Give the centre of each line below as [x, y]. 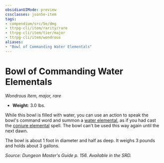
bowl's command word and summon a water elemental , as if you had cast [81, 120]
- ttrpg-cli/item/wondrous [33, 38]
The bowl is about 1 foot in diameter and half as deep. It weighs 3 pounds [80, 140]
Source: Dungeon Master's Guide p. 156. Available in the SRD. [68, 155]
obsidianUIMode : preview [31, 10]
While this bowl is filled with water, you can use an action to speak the [77, 115]
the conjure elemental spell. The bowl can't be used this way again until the [82, 125]
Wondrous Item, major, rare [33, 95]
